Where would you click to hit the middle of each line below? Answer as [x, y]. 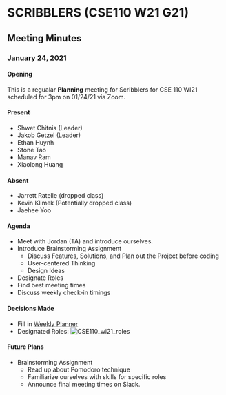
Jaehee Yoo [34, 210]
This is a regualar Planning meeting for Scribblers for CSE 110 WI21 [102, 89]
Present [19, 112]
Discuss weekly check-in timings [64, 293]
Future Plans [25, 347]
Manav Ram [34, 157]
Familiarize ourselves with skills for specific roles [97, 376]
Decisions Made [31, 308]
